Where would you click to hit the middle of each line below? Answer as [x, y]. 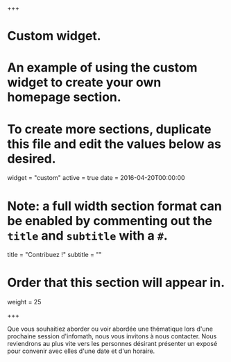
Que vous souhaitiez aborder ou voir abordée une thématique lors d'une [110, 329]
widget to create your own [84, 82]
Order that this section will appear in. [116, 283]
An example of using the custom [102, 68]
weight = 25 [24, 302]
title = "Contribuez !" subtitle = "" [54, 255]
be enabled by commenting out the [110, 221]
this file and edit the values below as [114, 144]
